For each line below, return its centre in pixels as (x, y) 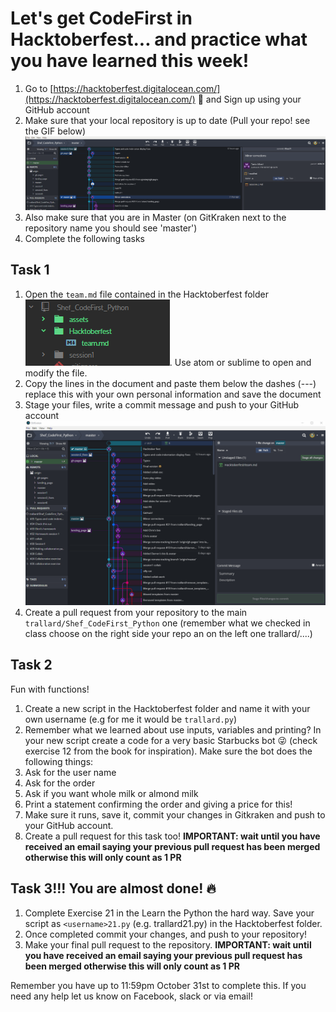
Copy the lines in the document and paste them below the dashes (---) (170, 383)
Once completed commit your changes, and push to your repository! (166, 934)
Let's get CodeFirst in (101, 18)
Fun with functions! (50, 689)
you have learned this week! (130, 61)
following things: (59, 761)
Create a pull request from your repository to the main (136, 612)
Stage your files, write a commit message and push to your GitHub (162, 404)
